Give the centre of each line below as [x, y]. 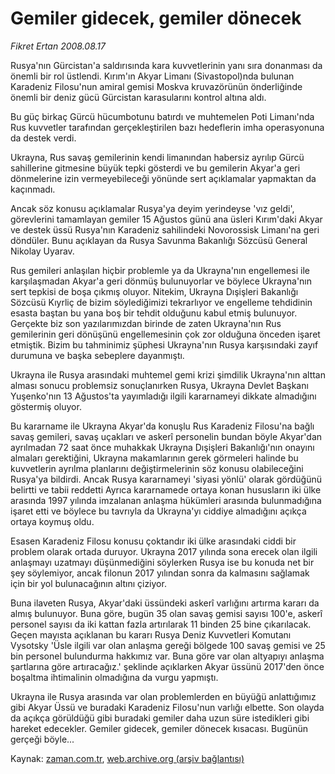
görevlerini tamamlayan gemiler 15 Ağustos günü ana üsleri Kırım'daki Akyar [166, 219]
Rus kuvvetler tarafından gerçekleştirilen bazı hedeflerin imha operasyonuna [167, 127]
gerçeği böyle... [42, 739]
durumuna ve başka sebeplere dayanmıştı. [97, 355]
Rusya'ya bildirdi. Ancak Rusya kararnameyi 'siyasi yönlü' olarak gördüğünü [166, 479]
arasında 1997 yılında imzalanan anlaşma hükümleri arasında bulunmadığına [166, 500]
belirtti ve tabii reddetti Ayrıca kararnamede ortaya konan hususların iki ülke [166, 489]
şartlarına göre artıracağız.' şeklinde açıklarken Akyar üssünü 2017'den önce [167, 666]
